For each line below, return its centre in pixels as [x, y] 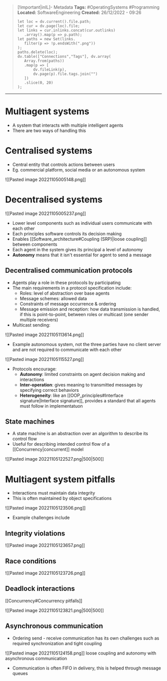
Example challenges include [41, 517]
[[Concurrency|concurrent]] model [48, 449]
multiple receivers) [39, 320]
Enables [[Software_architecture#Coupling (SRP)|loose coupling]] [80, 239]
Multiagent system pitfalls [60, 479]
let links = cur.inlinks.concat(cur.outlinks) [66, 30]
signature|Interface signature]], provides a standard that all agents [87, 400]
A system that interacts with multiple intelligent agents [68, 125]
